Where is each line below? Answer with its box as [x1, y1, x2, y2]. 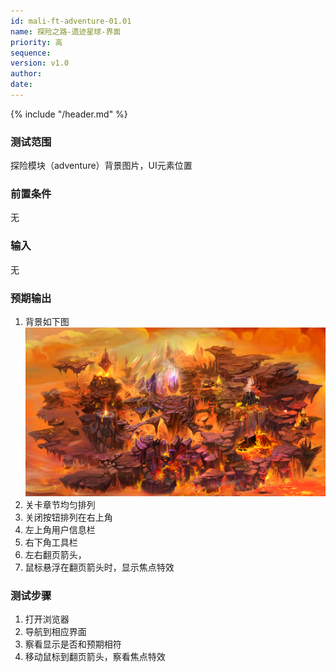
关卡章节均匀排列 [24, 499, 96, 511]
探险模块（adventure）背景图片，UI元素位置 [10, 160, 193, 172]
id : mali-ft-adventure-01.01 [10, 16, 132, 26]
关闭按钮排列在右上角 [24, 511, 113, 524]
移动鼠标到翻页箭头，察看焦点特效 [24, 651, 166, 663]
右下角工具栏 [24, 536, 78, 549]
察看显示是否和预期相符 [24, 638, 122, 650]
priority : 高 [10, 37, 63, 47]
